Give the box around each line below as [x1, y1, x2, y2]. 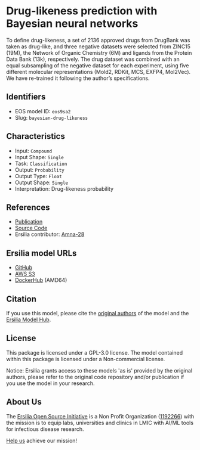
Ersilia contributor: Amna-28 [14, 231, 85, 238]
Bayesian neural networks [6, 17, 139, 30]
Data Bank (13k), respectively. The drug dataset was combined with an [6, 55, 180, 63]
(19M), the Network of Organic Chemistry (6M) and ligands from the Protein [6, 49, 192, 56]
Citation [6, 294, 37, 304]
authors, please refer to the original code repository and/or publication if [6, 373, 184, 380]
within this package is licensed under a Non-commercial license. [6, 355, 165, 362]
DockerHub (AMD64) [14, 277, 67, 284]
